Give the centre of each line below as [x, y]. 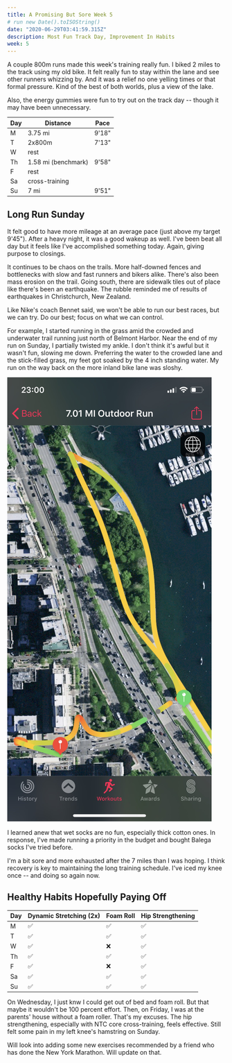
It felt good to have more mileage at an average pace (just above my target [114, 231]
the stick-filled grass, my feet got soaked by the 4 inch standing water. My [113, 360]
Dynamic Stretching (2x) [64, 916]
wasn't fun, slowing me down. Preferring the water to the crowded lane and [115, 352]
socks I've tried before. [40, 847]
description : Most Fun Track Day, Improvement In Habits [91, 37]
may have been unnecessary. [49, 108]
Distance [58, 123]
